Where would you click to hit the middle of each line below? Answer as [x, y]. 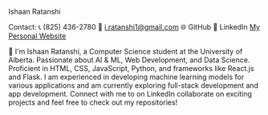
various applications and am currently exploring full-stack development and [134, 85]
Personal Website [37, 36]
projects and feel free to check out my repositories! [93, 102]
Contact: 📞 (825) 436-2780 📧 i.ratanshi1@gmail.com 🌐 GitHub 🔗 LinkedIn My [134, 27]
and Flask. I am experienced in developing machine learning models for [126, 77]
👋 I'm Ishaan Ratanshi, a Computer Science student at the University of [126, 52]
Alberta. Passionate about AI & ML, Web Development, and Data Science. [129, 60]
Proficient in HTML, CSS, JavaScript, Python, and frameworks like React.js [131, 68]
